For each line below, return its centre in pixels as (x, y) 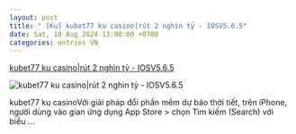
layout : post (34, 17)
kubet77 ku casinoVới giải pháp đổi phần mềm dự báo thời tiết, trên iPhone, (148, 103)
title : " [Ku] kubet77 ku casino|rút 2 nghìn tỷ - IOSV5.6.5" (128, 26)
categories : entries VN (54, 42)
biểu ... (22, 121)
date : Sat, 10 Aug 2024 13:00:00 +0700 (84, 34)
